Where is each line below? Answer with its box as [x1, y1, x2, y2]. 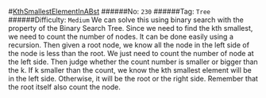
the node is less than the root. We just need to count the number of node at [8, 49, 254, 58]
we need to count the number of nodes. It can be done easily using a [8, 32, 234, 41]
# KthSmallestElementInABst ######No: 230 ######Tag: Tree [8, 7, 210, 16]
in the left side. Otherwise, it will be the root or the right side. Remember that [8, 74, 258, 83]
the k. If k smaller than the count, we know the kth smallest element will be [8, 66, 252, 74]
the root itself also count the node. [8, 82, 121, 92]
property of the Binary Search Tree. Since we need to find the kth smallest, [8, 24, 253, 32]
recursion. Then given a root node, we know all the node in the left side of [8, 40, 250, 50]
